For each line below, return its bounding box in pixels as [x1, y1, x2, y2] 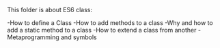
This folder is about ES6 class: [7, 6, 92, 14]
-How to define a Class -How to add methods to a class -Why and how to [7, 19, 213, 26]
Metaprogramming [7, 33, 59, 41]
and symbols [60, 33, 97, 41]
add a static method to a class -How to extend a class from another [7, 26, 197, 34]
